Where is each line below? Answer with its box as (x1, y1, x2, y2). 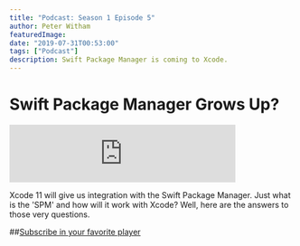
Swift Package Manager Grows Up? (9, 94, 280, 115)
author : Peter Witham (9, 22, 91, 31)
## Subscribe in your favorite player (9, 226, 142, 237)
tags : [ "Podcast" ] (9, 47, 79, 56)
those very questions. (9, 209, 90, 220)
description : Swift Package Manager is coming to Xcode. (9, 55, 229, 64)
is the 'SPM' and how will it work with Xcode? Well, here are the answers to (9, 199, 289, 210)
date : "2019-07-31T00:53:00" (9, 38, 119, 48)
